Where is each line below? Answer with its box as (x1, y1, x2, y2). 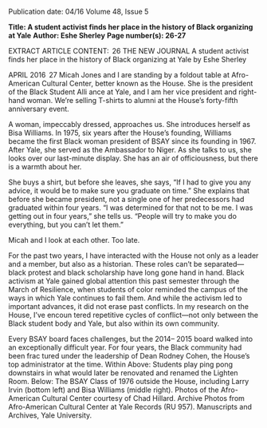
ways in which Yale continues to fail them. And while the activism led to (8, 293, 242, 303)
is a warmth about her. (8, 162, 82, 171)
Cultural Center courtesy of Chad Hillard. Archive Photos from (41, 394, 245, 402)
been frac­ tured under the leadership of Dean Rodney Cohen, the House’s (8, 351, 250, 360)
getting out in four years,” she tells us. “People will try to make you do (8, 212, 238, 220)
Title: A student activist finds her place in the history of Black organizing (8, 22, 253, 31)
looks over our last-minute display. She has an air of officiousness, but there (8, 153, 259, 163)
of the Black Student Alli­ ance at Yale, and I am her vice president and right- (8, 87, 257, 97)
